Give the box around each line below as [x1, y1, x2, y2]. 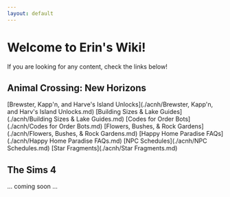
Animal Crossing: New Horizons [7, 82, 146, 93]
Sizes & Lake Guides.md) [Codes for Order [54, 115, 174, 124]
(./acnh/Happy [7, 137, 48, 145]
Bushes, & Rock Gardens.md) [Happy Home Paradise [54, 130, 205, 138]
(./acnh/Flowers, [7, 130, 54, 138]
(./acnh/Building [7, 115, 53, 124]
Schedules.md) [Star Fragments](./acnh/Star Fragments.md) [7, 144, 178, 152]
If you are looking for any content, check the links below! [7, 62, 168, 71]
